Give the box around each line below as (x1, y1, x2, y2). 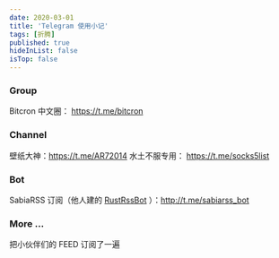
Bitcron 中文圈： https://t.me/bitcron (9, 106, 144, 116)
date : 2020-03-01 (9, 13, 74, 22)
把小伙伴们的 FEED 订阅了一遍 (9, 239, 121, 250)
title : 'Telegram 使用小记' (9, 21, 109, 30)
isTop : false (9, 55, 58, 64)
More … (9, 217, 45, 229)
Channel (9, 129, 48, 142)
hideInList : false (9, 47, 78, 56)
